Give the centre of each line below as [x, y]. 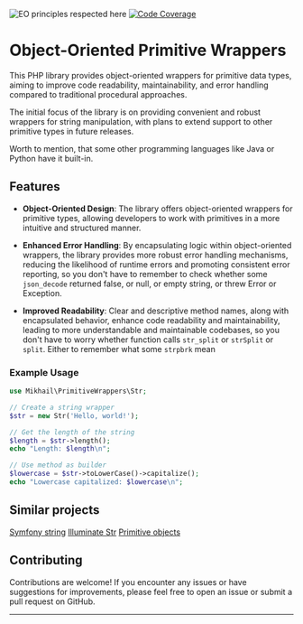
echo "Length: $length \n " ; [60, 449]
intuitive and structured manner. [82, 228]
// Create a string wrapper [62, 407]
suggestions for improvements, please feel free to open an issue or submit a [151, 591]
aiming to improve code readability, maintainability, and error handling [139, 85]
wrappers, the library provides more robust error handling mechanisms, [155, 255]
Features [35, 186]
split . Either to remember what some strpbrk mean [119, 349]
